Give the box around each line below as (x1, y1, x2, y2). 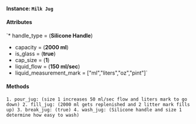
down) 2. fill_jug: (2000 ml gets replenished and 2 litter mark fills (6, 102, 190, 108)
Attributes (6, 19, 33, 26)
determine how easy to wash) (6, 112, 80, 118)
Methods (6, 83, 30, 90)
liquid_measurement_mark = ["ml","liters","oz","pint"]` (14, 69, 148, 76)
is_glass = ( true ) (14, 50, 56, 57)
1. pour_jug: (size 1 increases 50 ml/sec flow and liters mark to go (6, 96, 188, 102)
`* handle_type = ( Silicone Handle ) (6, 32, 93, 39)
